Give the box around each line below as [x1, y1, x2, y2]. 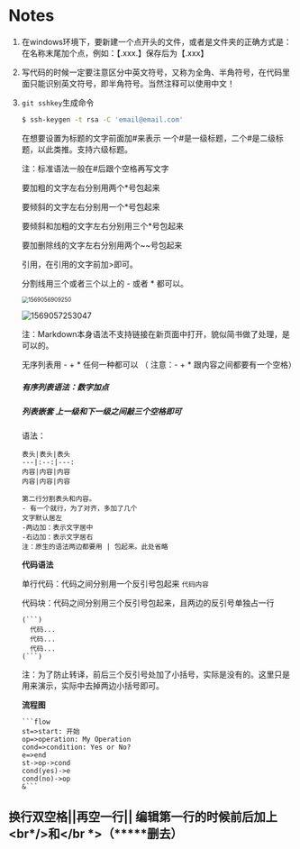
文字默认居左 [21, 514, 63, 523]
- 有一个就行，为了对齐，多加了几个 [21, 504, 138, 514]
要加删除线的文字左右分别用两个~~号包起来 [21, 240, 183, 251]
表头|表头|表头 [21, 450, 71, 460]
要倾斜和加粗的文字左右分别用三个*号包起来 [21, 220, 184, 231]
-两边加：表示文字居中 [21, 524, 94, 533]
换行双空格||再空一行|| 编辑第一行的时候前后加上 [8, 808, 278, 825]
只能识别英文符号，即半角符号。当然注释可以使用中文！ [29, 78, 235, 88]
